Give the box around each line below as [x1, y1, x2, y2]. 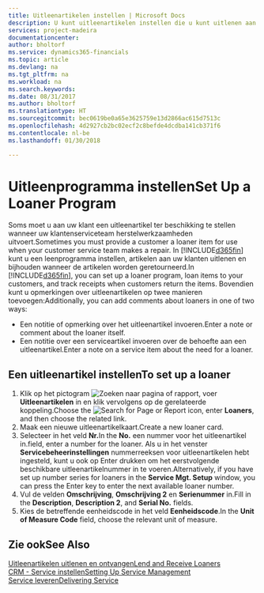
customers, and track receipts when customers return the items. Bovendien [8, 279, 255, 289]
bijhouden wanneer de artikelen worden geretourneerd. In [8, 263, 195, 272]
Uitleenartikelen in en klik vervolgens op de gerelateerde [19, 397, 207, 407]
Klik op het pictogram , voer [19, 389, 217, 398]
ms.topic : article [8, 56, 69, 64]
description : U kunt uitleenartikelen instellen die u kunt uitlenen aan [8, 19, 257, 27]
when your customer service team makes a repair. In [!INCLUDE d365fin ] [8, 246, 243, 255]
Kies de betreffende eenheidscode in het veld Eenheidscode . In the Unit [19, 507, 255, 516]
